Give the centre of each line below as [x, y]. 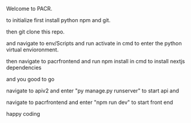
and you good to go [31, 79]
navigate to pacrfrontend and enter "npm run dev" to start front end [90, 102]
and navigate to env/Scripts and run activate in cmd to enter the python [94, 43]
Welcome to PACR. [29, 9]
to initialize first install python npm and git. [58, 20]
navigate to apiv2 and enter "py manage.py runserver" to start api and [93, 91]
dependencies [24, 67]
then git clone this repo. [35, 32]
